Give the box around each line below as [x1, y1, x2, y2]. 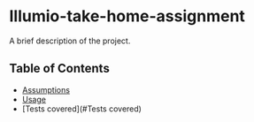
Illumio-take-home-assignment [9, 6, 246, 27]
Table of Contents [9, 61, 111, 76]
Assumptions [21, 84, 71, 95]
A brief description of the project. [9, 35, 131, 46]
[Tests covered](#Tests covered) [21, 103, 142, 114]
